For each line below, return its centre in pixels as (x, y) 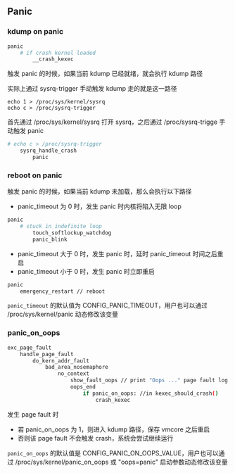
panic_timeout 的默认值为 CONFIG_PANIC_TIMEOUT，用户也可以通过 (107, 305)
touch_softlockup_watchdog (72, 233)
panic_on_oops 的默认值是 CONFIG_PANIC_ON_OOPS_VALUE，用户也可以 (113, 453)
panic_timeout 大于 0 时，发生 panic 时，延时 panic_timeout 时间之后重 (120, 253)
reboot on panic (35, 175)
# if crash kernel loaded (58, 53)
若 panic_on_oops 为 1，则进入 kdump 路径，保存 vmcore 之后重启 (114, 429)
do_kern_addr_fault (61, 361)
